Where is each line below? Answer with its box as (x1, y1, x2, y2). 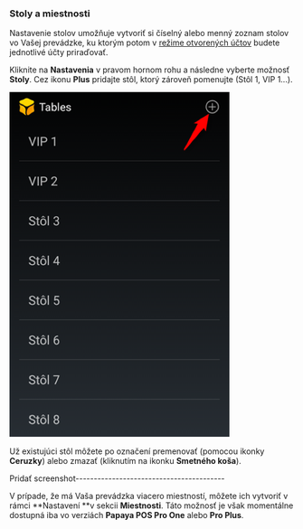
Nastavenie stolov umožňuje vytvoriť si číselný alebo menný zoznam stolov (9, 28, 289, 39)
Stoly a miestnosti (9, 7, 90, 20)
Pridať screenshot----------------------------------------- (9, 473, 225, 484)
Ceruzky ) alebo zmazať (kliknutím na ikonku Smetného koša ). (9, 456, 241, 467)
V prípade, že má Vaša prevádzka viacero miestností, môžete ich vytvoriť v (9, 491, 289, 502)
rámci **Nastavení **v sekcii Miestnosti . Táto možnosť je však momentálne (9, 500, 294, 511)
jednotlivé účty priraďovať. (9, 47, 109, 58)
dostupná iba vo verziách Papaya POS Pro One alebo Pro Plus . (9, 510, 244, 521)
